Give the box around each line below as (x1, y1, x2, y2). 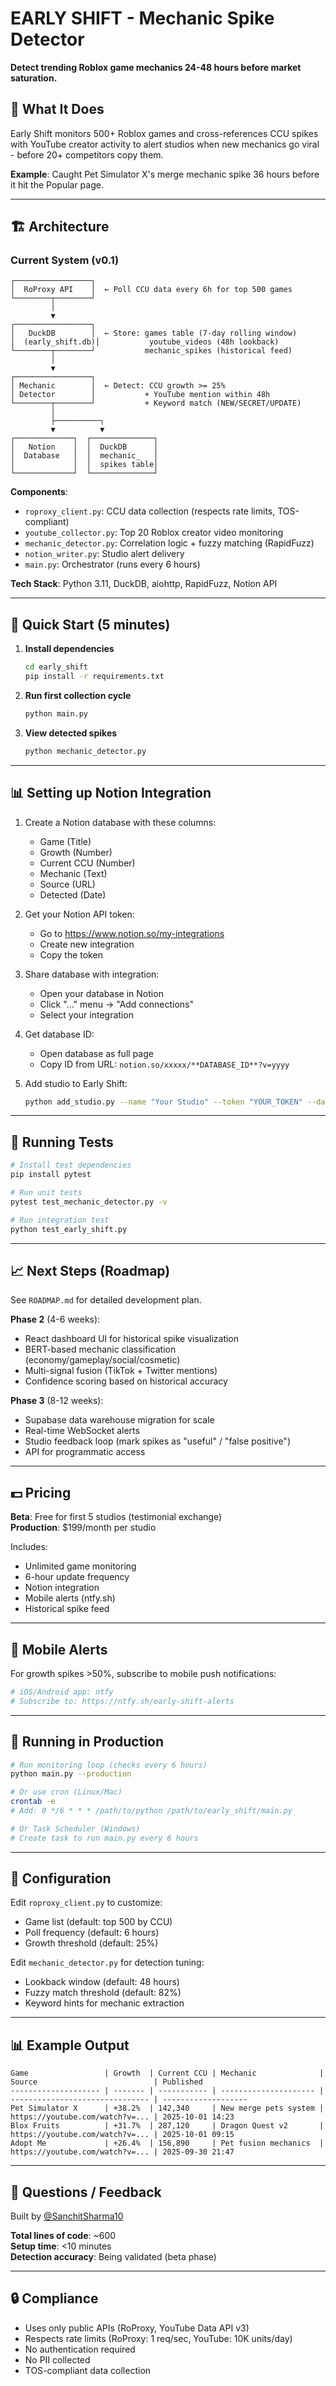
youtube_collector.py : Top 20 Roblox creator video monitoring (24, 527, 284, 539)
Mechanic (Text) (39, 867, 108, 879)
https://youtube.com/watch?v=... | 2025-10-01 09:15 (10, 2130, 235, 2140)
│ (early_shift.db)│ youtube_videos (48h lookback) (10, 337, 280, 347)
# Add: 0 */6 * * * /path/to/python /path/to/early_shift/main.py (10, 1806, 293, 1816)
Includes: (10, 1541, 48, 1553)
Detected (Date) (39, 888, 107, 901)
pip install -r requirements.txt (24, 672, 165, 682)
